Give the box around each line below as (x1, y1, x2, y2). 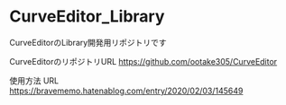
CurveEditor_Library (9, 6, 165, 27)
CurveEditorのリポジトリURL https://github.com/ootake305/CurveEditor (9, 56, 278, 66)
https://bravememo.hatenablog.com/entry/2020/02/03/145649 (9, 85, 244, 96)
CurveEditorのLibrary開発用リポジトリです (9, 37, 167, 48)
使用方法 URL (9, 74, 60, 86)
